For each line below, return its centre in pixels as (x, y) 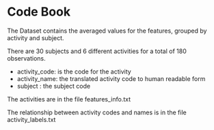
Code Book (39, 12)
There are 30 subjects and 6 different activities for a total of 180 (97, 51)
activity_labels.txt (31, 119)
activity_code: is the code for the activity (74, 71)
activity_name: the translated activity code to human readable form (111, 78)
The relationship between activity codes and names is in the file (97, 112)
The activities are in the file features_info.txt (69, 99)
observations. (26, 58)
